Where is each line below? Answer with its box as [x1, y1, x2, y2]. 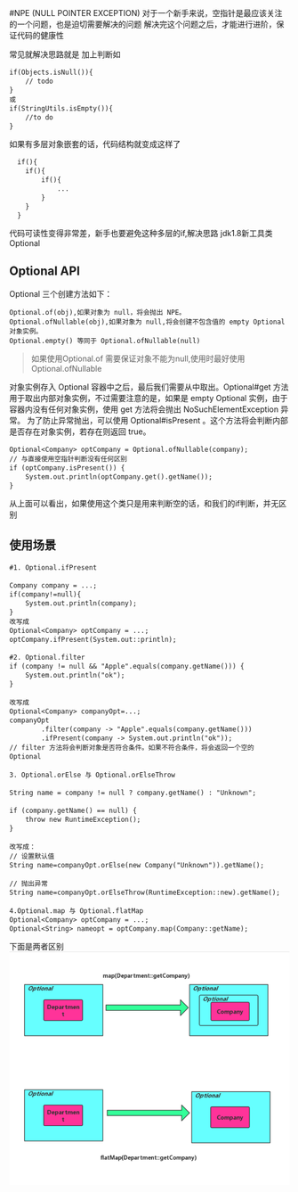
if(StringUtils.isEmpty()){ [9, 104, 114, 113]
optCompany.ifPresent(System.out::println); [9, 635, 177, 644]
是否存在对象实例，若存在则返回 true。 [9, 426, 151, 437]
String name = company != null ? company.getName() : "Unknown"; [9, 788, 256, 797]
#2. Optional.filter [9, 653, 86, 662]
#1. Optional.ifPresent [9, 563, 98, 572]
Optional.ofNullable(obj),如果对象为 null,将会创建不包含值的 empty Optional [9, 317, 286, 326]
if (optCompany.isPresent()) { [9, 463, 125, 473]
